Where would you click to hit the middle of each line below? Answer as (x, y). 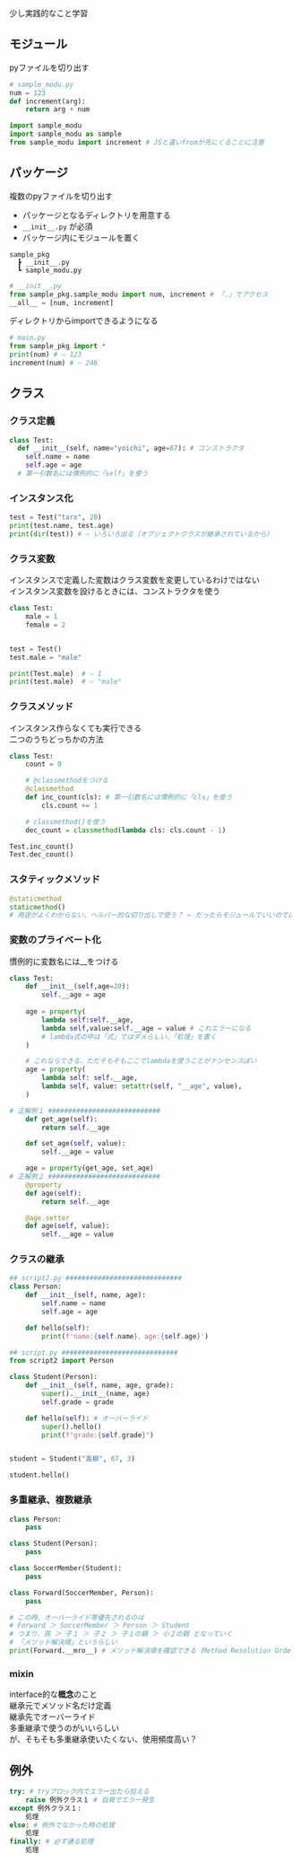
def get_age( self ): (62, 1119)
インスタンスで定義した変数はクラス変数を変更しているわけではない (134, 580)
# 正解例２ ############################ (85, 1177)
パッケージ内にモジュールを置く (81, 237)
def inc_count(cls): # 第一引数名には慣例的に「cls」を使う (129, 797)
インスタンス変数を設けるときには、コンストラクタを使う (115, 592)
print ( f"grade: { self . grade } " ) (98, 1435)
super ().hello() (72, 1427)
